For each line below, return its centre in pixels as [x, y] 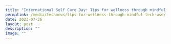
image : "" [16, 33]
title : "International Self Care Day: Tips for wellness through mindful [86, 10]
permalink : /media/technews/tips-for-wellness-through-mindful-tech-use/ [86, 15]
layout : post [19, 24]
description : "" [23, 29]
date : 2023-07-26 [24, 19]
